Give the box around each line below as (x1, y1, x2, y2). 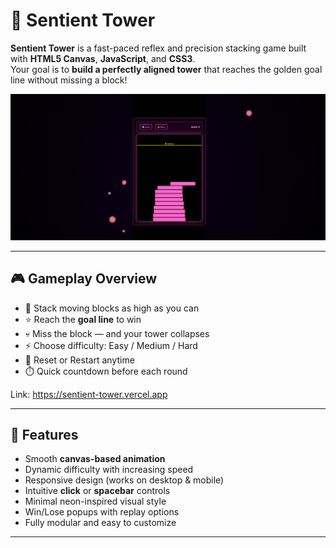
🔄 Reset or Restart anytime (24, 354, 135, 366)
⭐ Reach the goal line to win (24, 313, 142, 325)
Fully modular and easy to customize (24, 517, 177, 529)
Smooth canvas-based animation (24, 453, 166, 465)
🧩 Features (10, 426, 79, 443)
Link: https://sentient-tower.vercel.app (10, 388, 168, 400)
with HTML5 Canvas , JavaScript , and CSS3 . (10, 52, 196, 64)
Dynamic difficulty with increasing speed (24, 464, 194, 476)
